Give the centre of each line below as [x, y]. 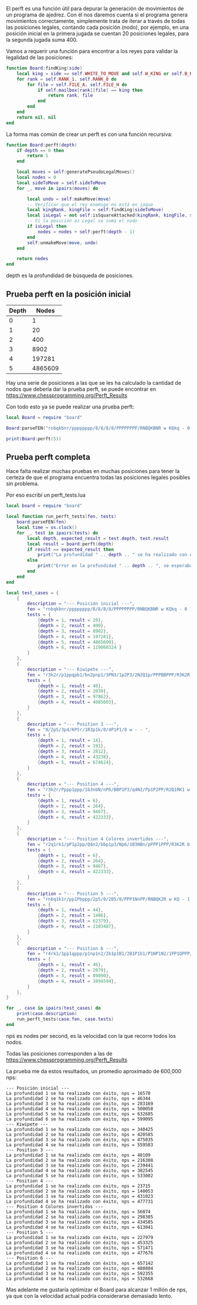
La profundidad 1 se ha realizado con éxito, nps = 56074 [78, 1211]
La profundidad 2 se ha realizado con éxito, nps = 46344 [78, 1098]
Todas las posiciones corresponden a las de [59, 1053]
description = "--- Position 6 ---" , [73, 948]
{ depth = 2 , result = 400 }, [72, 625]
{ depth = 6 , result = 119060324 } [79, 647]
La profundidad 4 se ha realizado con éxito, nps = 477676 [80, 1253]
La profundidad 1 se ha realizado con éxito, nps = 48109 [78, 1155]
